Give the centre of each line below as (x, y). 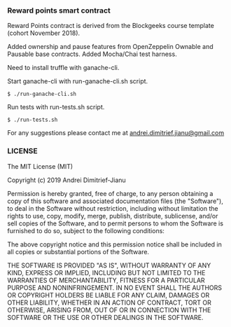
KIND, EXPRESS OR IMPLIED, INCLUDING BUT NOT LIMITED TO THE (106, 272)
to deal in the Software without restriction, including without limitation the (113, 208)
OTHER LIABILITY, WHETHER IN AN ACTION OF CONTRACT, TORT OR (109, 302)
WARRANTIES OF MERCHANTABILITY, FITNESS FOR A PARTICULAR (106, 280)
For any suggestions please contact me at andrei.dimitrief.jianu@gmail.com (116, 133)
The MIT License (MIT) (40, 166)
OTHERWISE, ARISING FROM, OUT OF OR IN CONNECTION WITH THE (109, 309)
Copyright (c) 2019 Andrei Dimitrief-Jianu (66, 180)
